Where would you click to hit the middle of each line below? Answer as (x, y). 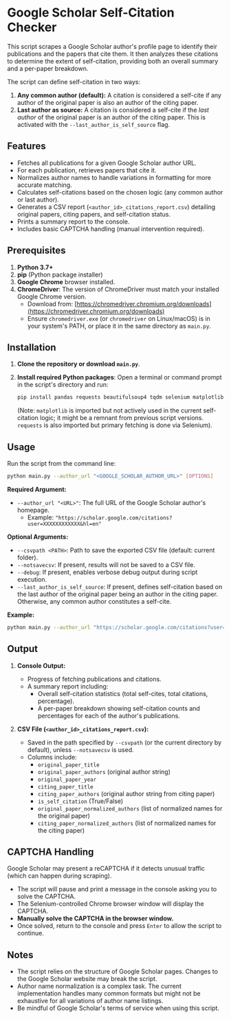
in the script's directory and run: (63, 385)
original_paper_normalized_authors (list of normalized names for (130, 808)
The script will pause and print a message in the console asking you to (117, 889)
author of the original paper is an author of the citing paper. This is (111, 117)
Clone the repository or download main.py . (78, 364)
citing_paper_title (66, 787)
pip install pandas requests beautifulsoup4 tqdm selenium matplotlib (120, 397)
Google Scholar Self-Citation (91, 13)
